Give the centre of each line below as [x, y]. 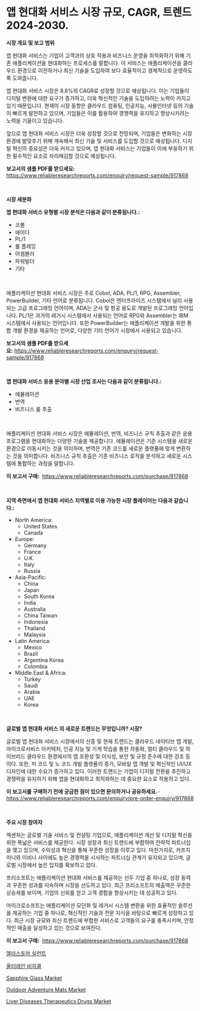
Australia [35, 609]
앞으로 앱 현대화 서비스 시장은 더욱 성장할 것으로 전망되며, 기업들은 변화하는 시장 [99, 133]
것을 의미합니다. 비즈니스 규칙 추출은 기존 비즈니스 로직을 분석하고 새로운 [97, 455]
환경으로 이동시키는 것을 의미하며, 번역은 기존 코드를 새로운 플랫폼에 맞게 [90, 448]
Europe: [24, 539]
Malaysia [35, 634]
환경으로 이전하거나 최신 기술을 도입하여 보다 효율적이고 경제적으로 [94, 70]
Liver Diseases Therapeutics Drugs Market [59, 1001]
